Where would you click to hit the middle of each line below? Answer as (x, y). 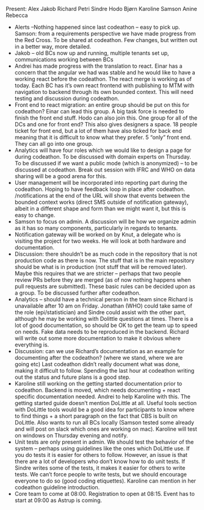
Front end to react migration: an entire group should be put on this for (102, 105)
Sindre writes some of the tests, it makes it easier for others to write (100, 468)
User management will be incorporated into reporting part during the (101, 183)
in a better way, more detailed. (53, 46)
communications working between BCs (64, 59)
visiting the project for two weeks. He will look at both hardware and (100, 241)
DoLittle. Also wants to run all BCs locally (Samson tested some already (104, 422)
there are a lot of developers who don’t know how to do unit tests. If (100, 461)
